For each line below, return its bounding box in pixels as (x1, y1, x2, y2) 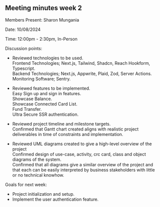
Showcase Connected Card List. (12, 101, 78, 107)
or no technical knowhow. (12, 172, 65, 178)
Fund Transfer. (12, 106, 42, 112)
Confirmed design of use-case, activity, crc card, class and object (12, 151, 146, 157)
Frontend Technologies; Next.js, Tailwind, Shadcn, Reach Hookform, (12, 60, 151, 66)
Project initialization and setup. (12, 191, 75, 197)
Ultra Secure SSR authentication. (12, 111, 79, 117)
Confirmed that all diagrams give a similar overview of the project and (12, 161, 154, 167)
